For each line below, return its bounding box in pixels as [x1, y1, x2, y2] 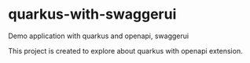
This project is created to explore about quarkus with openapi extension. [8, 46, 243, 55]
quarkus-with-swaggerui [8, 5, 177, 23]
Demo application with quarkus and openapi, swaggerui [8, 31, 189, 40]
